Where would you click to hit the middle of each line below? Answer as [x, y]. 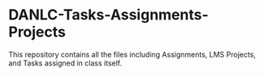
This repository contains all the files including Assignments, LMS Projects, [132, 54]
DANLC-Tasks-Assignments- [108, 15]
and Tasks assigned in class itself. [65, 63]
